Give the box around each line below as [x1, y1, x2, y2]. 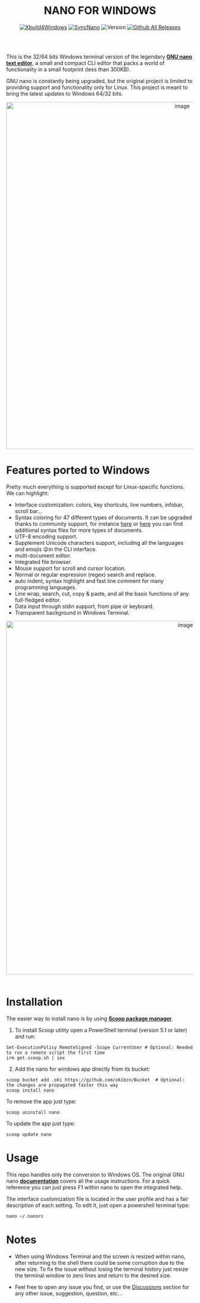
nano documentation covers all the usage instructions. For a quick [6, 1177, 170, 1184]
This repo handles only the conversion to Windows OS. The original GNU [6, 1171, 185, 1178]
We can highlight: [6, 489, 49, 496]
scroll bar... [14, 507, 43, 514]
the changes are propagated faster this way [6, 1082, 118, 1088]
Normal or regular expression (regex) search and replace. [14, 571, 156, 578]
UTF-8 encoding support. [14, 533, 78, 540]
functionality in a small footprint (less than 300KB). [6, 66, 131, 73]
